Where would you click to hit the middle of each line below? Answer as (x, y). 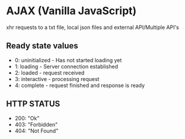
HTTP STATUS (33, 104)
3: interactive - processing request (57, 79)
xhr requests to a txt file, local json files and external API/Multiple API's (92, 27)
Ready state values (42, 46)
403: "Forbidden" (36, 124)
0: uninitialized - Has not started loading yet (68, 60)
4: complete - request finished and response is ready (80, 85)
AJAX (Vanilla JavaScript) (71, 11)
